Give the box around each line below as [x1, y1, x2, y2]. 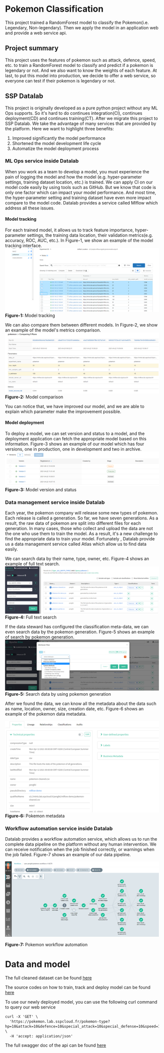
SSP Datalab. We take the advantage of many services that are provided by [5, 121, 156, 126]
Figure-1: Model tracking [5, 312, 55, 318]
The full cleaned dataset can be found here [5, 975, 92, 981]
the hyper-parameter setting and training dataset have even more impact [5, 194, 151, 201]
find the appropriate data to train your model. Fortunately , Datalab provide [5, 536, 155, 542]
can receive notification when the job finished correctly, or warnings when [5, 847, 155, 852]
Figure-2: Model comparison [5, 394, 63, 400]
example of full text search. [5, 561, 60, 567]
